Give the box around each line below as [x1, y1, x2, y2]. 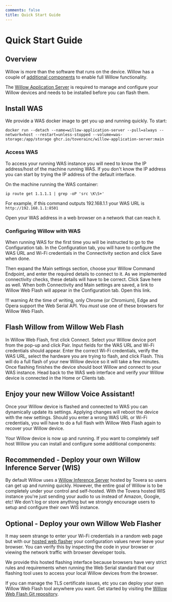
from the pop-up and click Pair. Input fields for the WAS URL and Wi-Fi [5, 342, 155, 348]
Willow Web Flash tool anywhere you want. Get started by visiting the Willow [5, 586, 167, 592]
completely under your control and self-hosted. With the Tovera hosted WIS [5, 488, 166, 494]
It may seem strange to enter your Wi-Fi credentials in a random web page [5, 533, 163, 539]
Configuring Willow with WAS [5, 227, 81, 234]
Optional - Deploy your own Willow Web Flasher [5, 519, 162, 528]
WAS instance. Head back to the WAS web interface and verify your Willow [5, 369, 164, 375]
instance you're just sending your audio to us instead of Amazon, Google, [5, 494, 161, 500]
